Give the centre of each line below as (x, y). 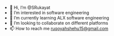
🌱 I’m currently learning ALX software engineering (59, 18)
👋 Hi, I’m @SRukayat (30, 8)
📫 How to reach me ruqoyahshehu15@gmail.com (59, 28)
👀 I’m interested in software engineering (49, 13)
